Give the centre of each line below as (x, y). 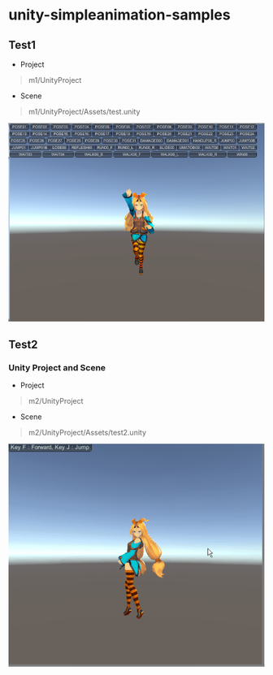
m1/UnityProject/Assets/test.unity (84, 112)
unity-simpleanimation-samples (119, 15)
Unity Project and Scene (57, 367)
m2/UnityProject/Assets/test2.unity (87, 432)
